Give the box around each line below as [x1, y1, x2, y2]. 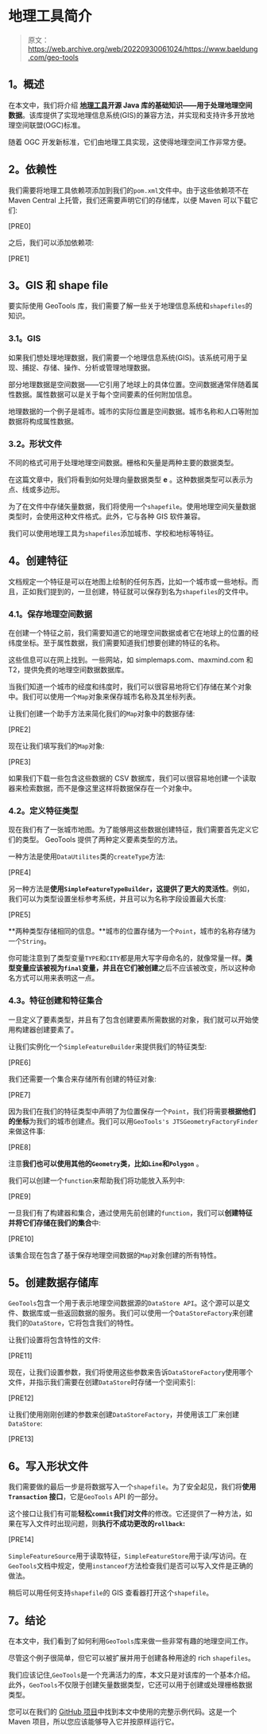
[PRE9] [8, 1192, 32, 1201]
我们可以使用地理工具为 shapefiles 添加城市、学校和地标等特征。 [8, 528, 219, 538]
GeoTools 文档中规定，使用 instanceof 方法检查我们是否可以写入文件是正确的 [8, 1561, 253, 1571]
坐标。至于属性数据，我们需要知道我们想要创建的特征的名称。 [21, 638, 224, 648]
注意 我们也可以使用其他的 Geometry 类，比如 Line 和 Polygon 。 [8, 1158, 203, 1168]
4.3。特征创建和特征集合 [8, 995, 103, 1006]
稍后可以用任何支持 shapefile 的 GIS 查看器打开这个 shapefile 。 [8, 1588, 213, 1598]
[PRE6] [8, 1057, 32, 1067]
